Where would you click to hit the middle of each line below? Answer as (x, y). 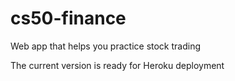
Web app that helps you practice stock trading (106, 46)
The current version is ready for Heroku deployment (117, 65)
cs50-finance (68, 18)
